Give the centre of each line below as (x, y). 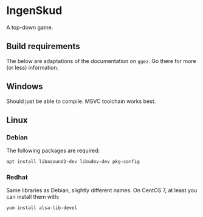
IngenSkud (34, 11)
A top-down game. (30, 27)
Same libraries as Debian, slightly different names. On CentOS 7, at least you (102, 190)
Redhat (17, 178)
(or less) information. (33, 67)
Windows (25, 86)
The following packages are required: (53, 151)
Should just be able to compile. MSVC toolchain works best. (81, 101)
